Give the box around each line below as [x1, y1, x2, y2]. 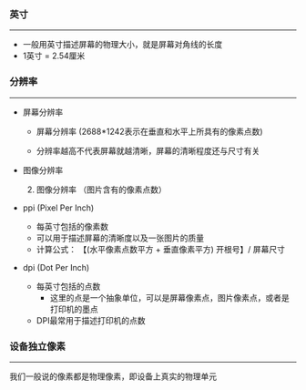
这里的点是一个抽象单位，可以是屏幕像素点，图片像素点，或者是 [49, 292, 290, 303]
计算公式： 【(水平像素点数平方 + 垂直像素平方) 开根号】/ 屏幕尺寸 [36, 243, 285, 254]
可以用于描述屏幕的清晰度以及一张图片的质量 [36, 232, 205, 243]
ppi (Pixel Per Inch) [22, 202, 95, 213]
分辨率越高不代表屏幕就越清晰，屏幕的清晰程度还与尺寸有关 [36, 145, 260, 156]
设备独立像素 [9, 340, 66, 353]
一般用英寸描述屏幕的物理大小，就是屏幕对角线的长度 [22, 39, 223, 50]
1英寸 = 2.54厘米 [22, 50, 86, 61]
